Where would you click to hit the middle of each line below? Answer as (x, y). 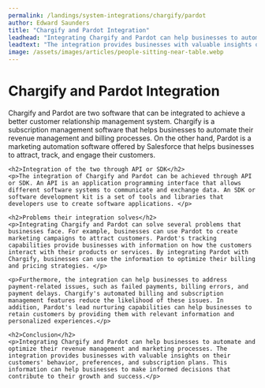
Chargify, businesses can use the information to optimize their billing (132, 259)
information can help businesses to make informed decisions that (119, 369)
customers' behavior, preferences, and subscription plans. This (118, 362)
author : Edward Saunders (49, 23)
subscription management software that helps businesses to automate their (131, 129)
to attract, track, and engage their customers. (82, 155)
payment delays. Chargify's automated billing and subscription (116, 293)
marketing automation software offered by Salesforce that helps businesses (131, 146)
